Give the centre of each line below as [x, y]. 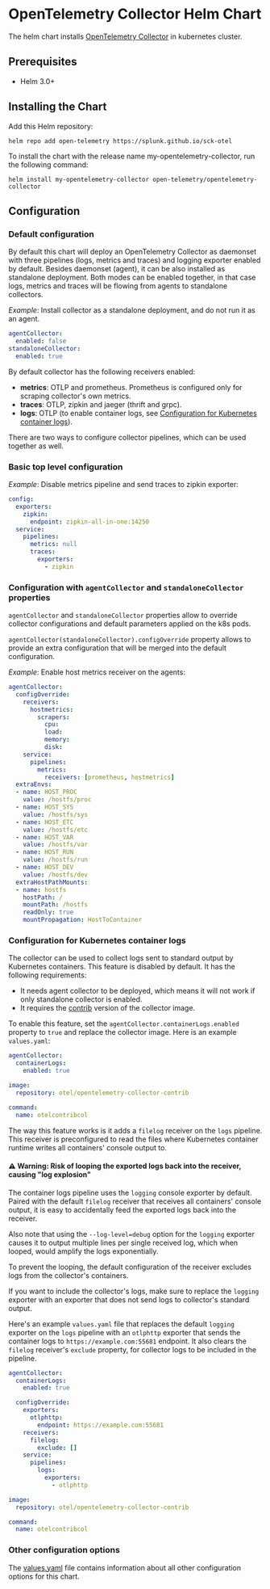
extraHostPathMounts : [52, 882]
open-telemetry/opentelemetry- [205, 179]
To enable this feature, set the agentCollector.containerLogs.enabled [124, 1024]
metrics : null [54, 544]
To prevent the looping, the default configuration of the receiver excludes [130, 1267]
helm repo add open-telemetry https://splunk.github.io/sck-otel [120, 141]
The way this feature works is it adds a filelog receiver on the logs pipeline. [135, 1130]
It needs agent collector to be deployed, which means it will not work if [137, 991]
